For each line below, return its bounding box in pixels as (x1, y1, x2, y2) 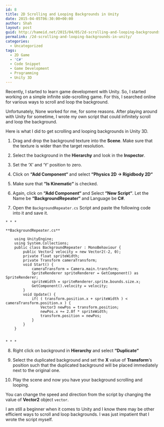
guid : (5, 30, 17, 35)
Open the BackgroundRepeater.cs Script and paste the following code (12, 204, 151, 210)
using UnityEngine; (14, 236, 54, 242)
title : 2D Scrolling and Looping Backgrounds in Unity (5, 12, 119, 17)
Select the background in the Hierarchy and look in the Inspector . (12, 152, 146, 158)
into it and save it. (12, 210, 48, 216)
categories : (5, 39, 30, 44)
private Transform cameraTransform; (23, 258, 97, 263)
